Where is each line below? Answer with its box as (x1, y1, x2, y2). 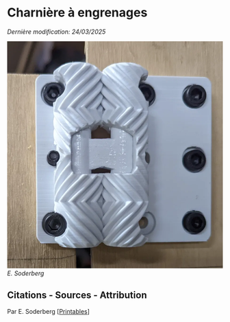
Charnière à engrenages (7, 5, 148, 21)
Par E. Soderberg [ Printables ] (7, 308, 90, 316)
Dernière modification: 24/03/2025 (7, 27, 106, 36)
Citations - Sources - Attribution (7, 289, 147, 301)
